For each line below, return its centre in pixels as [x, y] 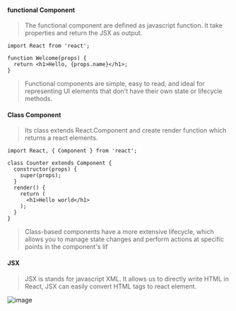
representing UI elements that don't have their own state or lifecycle [123, 91]
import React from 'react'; [49, 46]
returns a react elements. [61, 138]
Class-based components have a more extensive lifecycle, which [119, 232]
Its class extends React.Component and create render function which [125, 130]
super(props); [41, 176]
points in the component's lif [66, 247]
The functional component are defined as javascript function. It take [123, 25]
